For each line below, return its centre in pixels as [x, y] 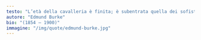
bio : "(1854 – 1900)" [33, 22]
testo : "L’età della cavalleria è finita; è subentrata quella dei [92, 11]
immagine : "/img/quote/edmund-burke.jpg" [59, 28]
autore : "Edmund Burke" [36, 17]
